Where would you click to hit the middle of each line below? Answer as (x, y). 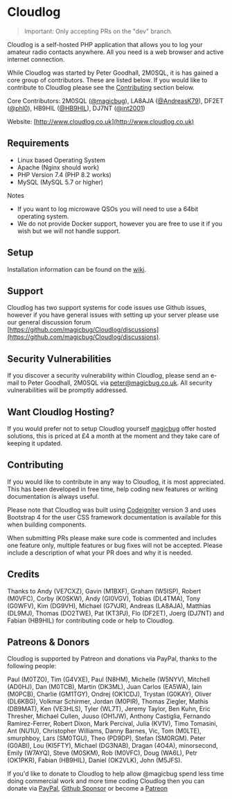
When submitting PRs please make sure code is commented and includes (112, 538)
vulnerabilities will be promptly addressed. (68, 390)
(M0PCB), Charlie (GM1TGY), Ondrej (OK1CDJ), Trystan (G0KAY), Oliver (109, 694)
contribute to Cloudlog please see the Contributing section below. (101, 87)
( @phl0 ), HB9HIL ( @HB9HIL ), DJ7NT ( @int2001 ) (76, 108)
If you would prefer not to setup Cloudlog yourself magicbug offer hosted (112, 429)
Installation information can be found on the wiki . (77, 269)
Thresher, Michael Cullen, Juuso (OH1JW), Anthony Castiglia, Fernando (109, 716)
